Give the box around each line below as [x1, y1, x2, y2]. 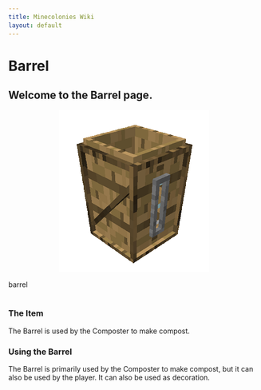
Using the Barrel [8, 346, 73, 357]
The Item [8, 308, 44, 319]
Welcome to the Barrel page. [8, 89, 153, 102]
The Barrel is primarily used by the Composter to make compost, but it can [8, 364, 254, 374]
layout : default [8, 21, 62, 30]
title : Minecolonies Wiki [8, 13, 94, 21]
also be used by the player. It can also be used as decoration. [8, 372, 210, 383]
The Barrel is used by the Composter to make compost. [8, 326, 190, 336]
